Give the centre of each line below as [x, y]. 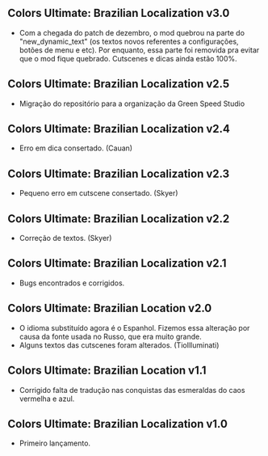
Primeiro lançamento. [54, 443]
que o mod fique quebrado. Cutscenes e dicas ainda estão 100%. [128, 58]
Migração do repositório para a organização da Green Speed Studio [132, 103]
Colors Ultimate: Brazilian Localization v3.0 [119, 13]
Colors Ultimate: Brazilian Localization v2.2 [119, 219]
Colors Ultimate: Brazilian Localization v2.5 [119, 84]
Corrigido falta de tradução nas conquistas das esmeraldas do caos [132, 390]
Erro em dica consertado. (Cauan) [76, 148]
